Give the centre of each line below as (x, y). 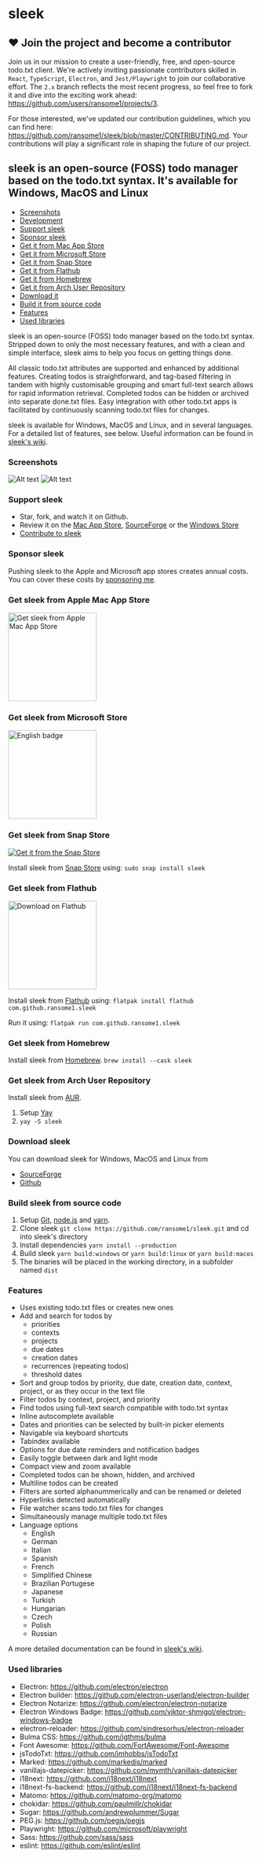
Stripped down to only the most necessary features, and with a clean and (127, 344)
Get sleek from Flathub (53, 888)
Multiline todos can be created (69, 1483)
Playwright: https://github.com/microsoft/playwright (103, 1828)
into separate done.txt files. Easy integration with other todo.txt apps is (123, 401)
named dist (39, 1270)
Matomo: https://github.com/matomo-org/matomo (100, 1795)
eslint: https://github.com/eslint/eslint (80, 1845)
